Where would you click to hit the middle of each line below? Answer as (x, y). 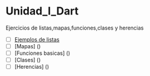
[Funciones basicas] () (42, 53)
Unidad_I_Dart (42, 11)
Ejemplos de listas (37, 39)
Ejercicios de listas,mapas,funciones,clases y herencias (75, 28)
